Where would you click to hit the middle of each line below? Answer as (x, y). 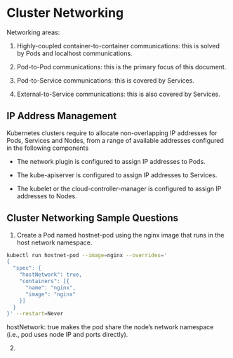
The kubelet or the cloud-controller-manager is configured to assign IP (119, 188)
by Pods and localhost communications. (74, 53)
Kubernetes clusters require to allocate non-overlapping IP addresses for (112, 133)
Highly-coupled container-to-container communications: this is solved (118, 46)
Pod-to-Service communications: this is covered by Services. (105, 80)
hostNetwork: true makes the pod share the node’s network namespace (110, 327)
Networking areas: (33, 32)
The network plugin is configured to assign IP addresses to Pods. (111, 161)
